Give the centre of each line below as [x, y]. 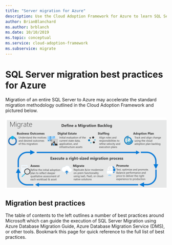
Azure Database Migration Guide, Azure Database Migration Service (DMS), [85, 226]
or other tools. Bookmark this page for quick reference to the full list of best [85, 231]
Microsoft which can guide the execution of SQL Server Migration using [81, 220]
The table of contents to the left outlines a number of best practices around [85, 215]
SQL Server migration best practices [84, 74]
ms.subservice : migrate [31, 49]
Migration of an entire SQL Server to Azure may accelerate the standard [81, 99]
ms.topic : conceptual [28, 38]
